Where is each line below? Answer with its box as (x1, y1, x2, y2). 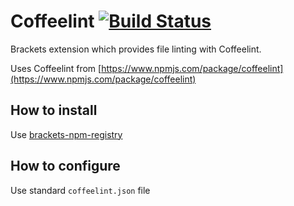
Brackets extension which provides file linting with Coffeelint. (10, 43, 262, 55)
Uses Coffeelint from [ (10, 62, 102, 74)
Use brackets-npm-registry (10, 128, 123, 140)
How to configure (10, 158, 121, 175)
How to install (10, 102, 98, 119)
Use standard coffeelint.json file (10, 184, 151, 196)
